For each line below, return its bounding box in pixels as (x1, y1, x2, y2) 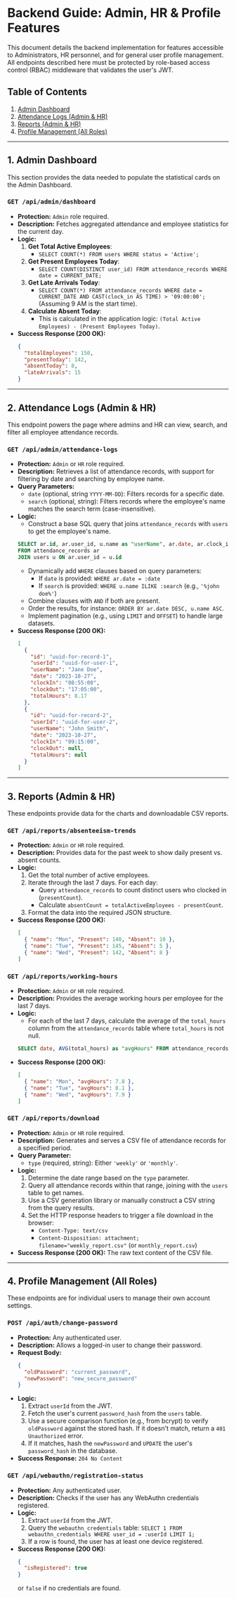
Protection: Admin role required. (17, 212, 110, 220)
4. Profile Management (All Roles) (7, 1275, 158, 1287)
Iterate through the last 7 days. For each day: (27, 878, 158, 887)
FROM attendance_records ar (17, 547, 100, 554)
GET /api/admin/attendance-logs (7, 445, 118, 454)
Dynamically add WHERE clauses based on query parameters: (27, 566, 202, 575)
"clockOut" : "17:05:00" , (30, 685, 103, 693)
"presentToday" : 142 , (24, 356, 88, 363)
